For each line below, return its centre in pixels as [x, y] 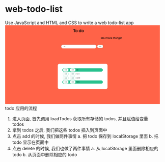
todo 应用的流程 [21, 108]
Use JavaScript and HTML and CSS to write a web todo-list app [69, 23]
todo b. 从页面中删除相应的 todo [44, 155]
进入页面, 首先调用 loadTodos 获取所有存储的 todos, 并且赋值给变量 [80, 119]
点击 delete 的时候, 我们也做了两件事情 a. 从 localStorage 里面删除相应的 [85, 149]
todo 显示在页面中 [30, 142]
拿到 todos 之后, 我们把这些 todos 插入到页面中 [59, 130]
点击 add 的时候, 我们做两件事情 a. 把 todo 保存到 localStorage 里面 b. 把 [85, 136]
